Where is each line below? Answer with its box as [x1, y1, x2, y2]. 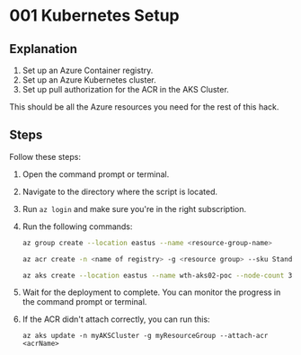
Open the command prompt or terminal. [22, 168, 170, 180]
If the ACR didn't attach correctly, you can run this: [22, 314, 210, 324]
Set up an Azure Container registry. [22, 65, 154, 75]
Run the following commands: [22, 221, 133, 232]
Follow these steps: [9, 151, 81, 162]
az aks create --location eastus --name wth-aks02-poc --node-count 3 [22, 271, 293, 280]
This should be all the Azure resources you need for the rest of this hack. [9, 102, 279, 112]
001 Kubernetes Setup [9, 5, 180, 26]
